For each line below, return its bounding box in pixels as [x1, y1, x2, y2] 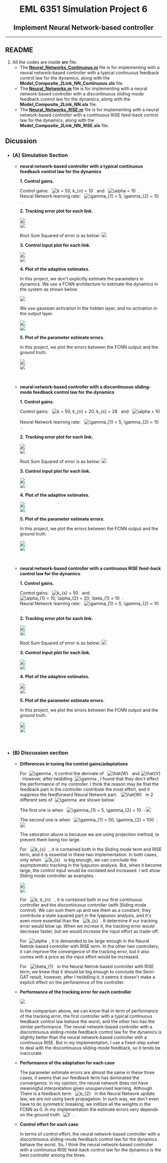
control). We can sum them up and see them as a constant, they [19, 907, 151, 913]
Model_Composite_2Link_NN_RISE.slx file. [19, 122, 109, 128]
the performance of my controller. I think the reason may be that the [19, 781, 159, 787]
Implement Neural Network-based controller [13, 23, 154, 32]
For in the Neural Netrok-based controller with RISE [19, 963, 154, 969]
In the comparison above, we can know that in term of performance [19, 1008, 158, 1014]
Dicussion [5, 137, 37, 145]
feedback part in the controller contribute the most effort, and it [19, 786, 150, 792]
